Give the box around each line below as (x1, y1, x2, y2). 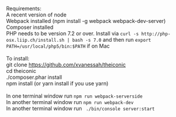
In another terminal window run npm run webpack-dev (6, 99, 134, 105)
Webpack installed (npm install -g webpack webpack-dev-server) (6, 18, 166, 24)
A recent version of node (6, 11, 67, 18)
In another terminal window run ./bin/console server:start (6, 105, 155, 112)
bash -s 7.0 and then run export (71, 36, 152, 43)
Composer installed (6, 24, 54, 31)
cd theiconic (6, 68, 37, 74)
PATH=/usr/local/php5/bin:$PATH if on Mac (6, 42, 110, 49)
